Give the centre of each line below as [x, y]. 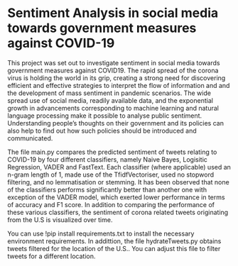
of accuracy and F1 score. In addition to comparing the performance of [111, 204]
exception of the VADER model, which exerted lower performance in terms [116, 197]
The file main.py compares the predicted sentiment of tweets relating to [112, 152]
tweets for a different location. [52, 256]
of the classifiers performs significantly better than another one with [107, 189]
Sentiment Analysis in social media [113, 13]
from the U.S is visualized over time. [60, 220]
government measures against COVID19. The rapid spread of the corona [113, 70]
